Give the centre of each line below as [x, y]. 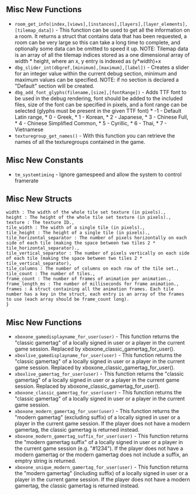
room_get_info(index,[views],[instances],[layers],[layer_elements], [101, 24]
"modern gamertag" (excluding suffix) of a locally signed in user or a [97, 417]
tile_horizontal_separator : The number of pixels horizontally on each [97, 238]
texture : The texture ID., [40, 223]
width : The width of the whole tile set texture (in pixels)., [86, 212]
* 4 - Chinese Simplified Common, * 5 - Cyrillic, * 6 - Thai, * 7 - [91, 123]
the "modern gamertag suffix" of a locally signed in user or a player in [99, 442]
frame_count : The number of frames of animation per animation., [89, 279]
